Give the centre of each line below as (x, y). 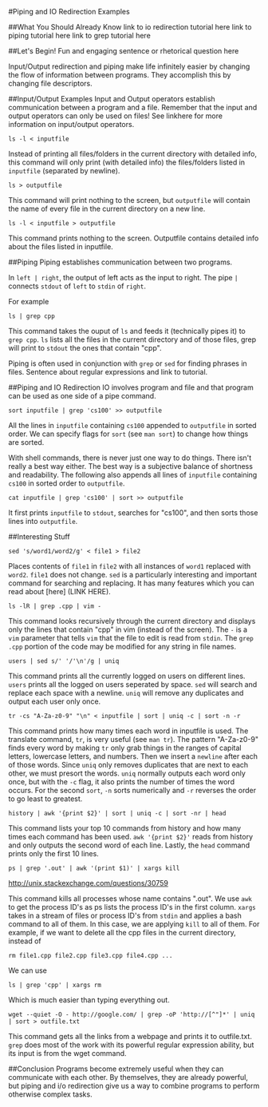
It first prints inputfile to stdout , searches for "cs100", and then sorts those (133, 513)
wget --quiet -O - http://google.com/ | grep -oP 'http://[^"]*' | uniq (132, 1014)
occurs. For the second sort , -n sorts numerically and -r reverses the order (132, 790)
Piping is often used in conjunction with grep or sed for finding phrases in (128, 363)
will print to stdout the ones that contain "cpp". (85, 348)
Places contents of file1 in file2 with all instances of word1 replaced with (130, 566)
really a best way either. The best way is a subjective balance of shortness (131, 466)
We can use (28, 970)
